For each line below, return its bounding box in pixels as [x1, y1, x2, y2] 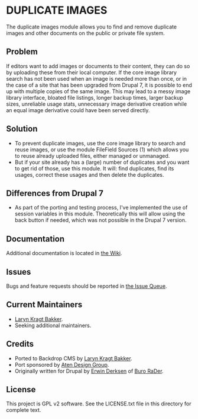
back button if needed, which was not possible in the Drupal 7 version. [14, 217, 187, 224]
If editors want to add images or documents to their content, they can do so [6, 62, 190, 69]
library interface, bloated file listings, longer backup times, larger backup [6, 94, 183, 101]
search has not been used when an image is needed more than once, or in [6, 75, 187, 82]
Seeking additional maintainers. [14, 322, 92, 329]
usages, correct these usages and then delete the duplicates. [14, 171, 164, 178]
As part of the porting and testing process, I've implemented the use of [14, 204, 188, 211]
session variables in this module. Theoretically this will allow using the [14, 210, 185, 217]
